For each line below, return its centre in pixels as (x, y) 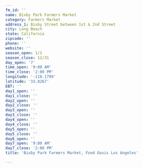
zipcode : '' (18, 39)
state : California (25, 34)
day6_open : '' (21, 139)
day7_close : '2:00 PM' (29, 148)
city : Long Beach (24, 29)
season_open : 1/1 (24, 53)
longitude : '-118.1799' (31, 77)
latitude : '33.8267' (27, 81)
